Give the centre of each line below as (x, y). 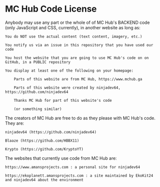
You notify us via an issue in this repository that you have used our (79, 45)
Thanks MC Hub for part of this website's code (63, 100)
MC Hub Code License (51, 9)
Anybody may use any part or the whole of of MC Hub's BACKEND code (77, 22)
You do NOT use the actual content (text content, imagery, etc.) (74, 37)
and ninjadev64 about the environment (44, 180)
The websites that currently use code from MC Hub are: (61, 158)
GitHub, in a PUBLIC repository (38, 62)
